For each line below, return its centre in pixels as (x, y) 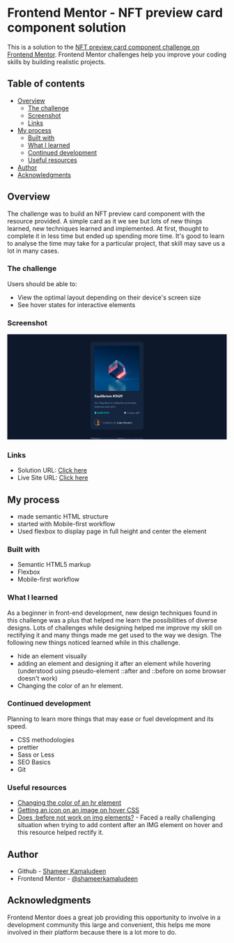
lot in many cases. (33, 251)
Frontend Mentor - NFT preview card (115, 13)
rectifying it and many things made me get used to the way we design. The (114, 635)
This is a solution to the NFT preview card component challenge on (103, 47)
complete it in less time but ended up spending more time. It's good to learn (116, 236)
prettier (28, 747)
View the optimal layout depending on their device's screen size (109, 297)
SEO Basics (34, 762)
